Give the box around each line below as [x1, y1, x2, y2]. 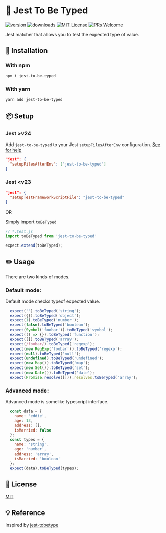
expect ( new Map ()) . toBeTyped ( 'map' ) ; [10, 361, 90, 366]
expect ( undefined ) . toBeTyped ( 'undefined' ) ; [10, 356, 104, 361]
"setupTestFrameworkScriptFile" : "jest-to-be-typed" [10, 195, 125, 200]
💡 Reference [5, 508, 45, 517]
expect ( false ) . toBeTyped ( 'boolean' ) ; [10, 322, 90, 327]
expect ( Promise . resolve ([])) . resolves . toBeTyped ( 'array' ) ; [10, 375, 138, 380]
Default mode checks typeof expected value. [5, 298, 101, 304]
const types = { [10, 437, 44, 442]
